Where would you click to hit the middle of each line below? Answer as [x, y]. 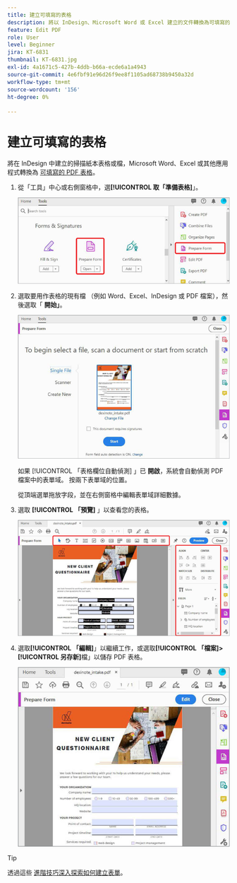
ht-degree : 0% [28, 97]
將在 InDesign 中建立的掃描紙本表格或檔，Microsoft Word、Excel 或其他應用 [118, 163]
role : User [23, 37]
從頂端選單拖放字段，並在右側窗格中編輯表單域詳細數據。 [101, 494]
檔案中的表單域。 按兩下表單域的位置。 [74, 479]
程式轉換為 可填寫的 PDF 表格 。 [53, 172]
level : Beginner [31, 45]
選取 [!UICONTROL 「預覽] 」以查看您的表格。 [85, 510]
